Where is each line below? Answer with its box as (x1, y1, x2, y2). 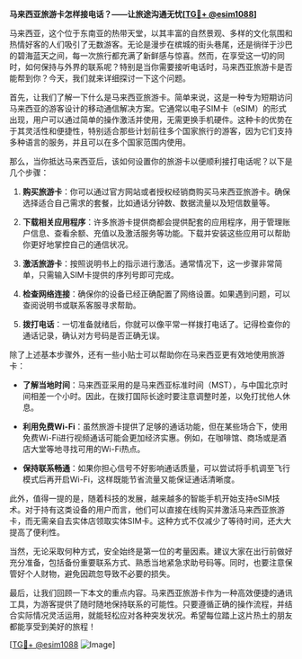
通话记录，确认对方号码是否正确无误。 (22, 330, 164, 341)
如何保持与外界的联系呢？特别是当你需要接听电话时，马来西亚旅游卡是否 (24, 62, 293, 72)
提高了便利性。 (9, 527, 65, 538)
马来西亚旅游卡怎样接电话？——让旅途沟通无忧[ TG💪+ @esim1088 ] (9, 9, 258, 19)
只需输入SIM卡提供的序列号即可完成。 (38, 270, 180, 280)
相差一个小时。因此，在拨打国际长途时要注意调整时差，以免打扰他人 (30, 391, 283, 401)
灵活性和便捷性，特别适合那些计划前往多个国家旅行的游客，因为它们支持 (24, 126, 293, 136)
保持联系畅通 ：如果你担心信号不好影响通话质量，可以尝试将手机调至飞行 (22, 463, 290, 473)
